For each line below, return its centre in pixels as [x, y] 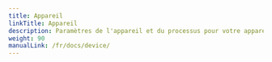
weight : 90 [27, 38]
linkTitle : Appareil [43, 23]
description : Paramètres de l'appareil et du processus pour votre [125, 31]
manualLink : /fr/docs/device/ [59, 46]
